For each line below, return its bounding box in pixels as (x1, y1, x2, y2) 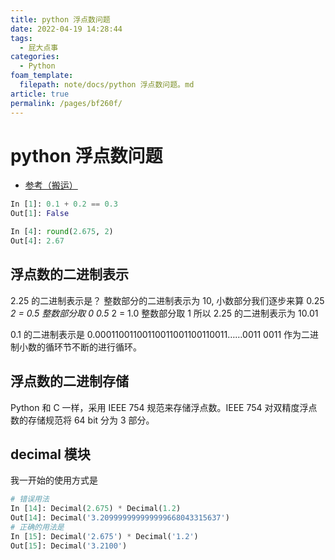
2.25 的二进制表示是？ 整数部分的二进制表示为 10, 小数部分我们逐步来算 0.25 (10, 294, 325, 306)
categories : (10, 52, 60, 62)
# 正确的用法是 (10, 522, 65, 532)
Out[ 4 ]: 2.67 (10, 236, 65, 246)
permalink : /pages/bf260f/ (10, 98, 123, 108)
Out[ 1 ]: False (10, 209, 70, 219)
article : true (10, 89, 70, 99)
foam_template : (10, 71, 74, 81)
